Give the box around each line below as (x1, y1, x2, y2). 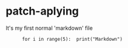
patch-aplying (5, 4, 79, 18)
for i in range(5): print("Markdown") (21, 36, 123, 42)
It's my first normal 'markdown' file (5, 24, 93, 32)
